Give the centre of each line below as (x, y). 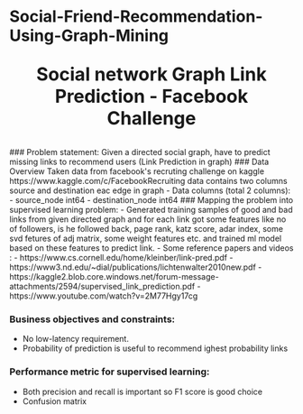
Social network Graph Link (151, 75)
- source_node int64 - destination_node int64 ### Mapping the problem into (151, 200)
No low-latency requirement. (75, 339)
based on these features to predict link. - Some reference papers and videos (151, 248)
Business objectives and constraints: (92, 319)
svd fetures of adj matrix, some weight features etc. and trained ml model (146, 239)
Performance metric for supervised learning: (110, 372)
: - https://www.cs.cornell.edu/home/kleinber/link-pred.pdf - (121, 258)
